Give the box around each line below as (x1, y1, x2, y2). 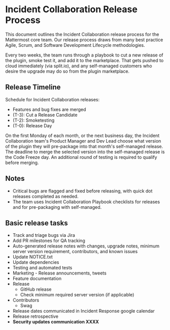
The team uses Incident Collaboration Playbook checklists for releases (12, 199, 160, 205)
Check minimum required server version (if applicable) (20, 292, 134, 298)
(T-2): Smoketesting (12, 117, 55, 123)
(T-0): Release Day (12, 122, 52, 128)
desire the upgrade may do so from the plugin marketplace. (5, 68, 130, 74)
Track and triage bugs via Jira (12, 232, 75, 238)
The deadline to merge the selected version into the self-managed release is (5, 149, 165, 155)
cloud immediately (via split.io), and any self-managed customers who (5, 63, 152, 69)
